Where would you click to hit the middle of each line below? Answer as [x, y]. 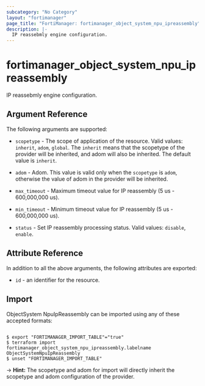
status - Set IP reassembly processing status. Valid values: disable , [100, 227]
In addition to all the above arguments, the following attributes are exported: [102, 268]
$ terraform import [31, 342]
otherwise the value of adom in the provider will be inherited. [92, 179]
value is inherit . [36, 161]
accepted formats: [30, 320]
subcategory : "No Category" [42, 12]
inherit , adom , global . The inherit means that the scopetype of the [100, 147]
